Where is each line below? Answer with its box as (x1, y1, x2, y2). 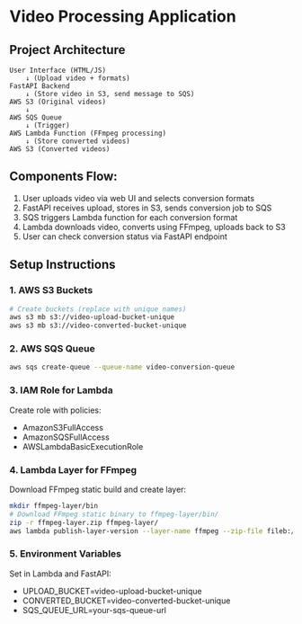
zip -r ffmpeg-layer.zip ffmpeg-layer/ (9, 518, 159, 527)
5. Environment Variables (9, 548, 121, 560)
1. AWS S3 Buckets (9, 284, 93, 297)
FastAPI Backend (9, 82, 70, 91)
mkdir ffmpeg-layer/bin (9, 501, 99, 510)
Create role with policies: (9, 405, 102, 415)
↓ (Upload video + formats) (25, 74, 130, 83)
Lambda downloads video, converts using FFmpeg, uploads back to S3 (22, 221, 286, 232)
